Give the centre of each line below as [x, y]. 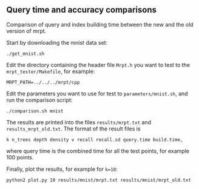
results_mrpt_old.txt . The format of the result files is [73, 129]
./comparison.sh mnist [35, 111]
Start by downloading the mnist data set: [57, 42]
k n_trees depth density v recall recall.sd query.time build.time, [95, 139]
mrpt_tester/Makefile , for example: [51, 71]
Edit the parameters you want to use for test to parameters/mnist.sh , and [97, 94]
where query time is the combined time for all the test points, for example [98, 151]
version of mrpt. [26, 31]
